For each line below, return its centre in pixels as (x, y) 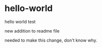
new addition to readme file (32, 31)
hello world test (20, 22)
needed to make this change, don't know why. (51, 40)
